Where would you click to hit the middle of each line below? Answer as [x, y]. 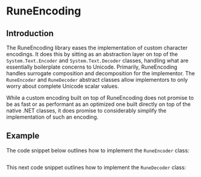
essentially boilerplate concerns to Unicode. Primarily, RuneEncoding [92, 67]
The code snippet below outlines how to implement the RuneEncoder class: [98, 150]
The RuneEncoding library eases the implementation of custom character [97, 48]
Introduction [30, 33]
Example [23, 136]
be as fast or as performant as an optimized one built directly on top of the [98, 104]
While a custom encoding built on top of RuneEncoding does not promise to [100, 98]
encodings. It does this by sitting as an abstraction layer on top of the [92, 54]
